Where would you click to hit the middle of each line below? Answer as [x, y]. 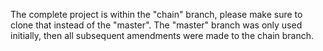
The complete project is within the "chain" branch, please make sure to [156, 14]
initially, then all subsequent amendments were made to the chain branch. [162, 35]
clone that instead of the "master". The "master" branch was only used [156, 25]
